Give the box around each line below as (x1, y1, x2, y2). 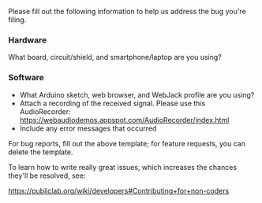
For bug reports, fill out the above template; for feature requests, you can (8, 138, 246, 148)
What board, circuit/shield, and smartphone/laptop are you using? (8, 53, 223, 62)
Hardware (8, 35, 47, 46)
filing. (8, 15, 27, 24)
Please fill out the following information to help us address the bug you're (8, 7, 246, 16)
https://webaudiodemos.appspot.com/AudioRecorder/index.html (19, 115, 230, 124)
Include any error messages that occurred (19, 124, 157, 133)
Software (8, 72, 45, 83)
